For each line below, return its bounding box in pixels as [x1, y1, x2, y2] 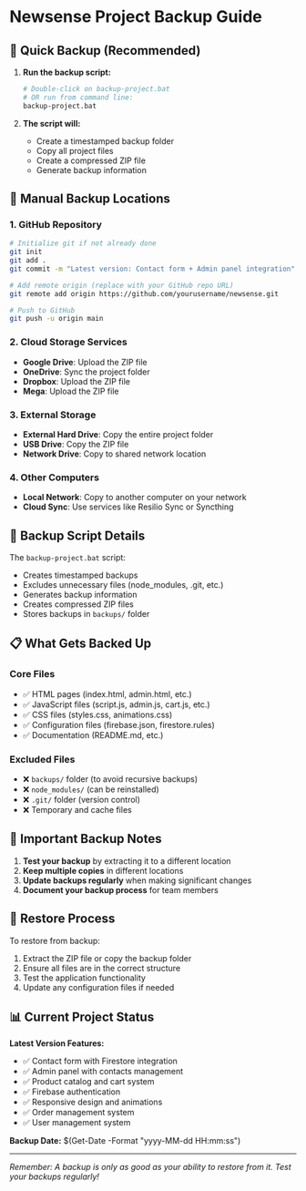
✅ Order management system [22, 1107, 135, 1118]
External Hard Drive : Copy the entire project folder [22, 428, 214, 439]
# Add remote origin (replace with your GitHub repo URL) [9, 281, 234, 290]
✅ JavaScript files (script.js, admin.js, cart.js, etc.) [22, 699, 211, 710]
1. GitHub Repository [9, 218, 103, 231]
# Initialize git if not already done [9, 239, 157, 248]
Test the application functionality [22, 972, 146, 983]
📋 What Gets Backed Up [9, 636, 152, 652]
